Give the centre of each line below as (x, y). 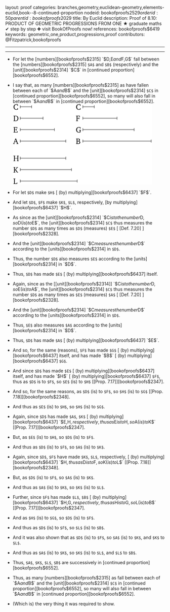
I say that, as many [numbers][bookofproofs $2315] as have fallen (81, 85)
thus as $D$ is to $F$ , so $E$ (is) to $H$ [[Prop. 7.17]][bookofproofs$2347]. (88, 381)
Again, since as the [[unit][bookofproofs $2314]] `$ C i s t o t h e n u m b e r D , (84, 284)
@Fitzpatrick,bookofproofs (33, 40)
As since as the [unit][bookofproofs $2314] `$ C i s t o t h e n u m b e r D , (78, 217)
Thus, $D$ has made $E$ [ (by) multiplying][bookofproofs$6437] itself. (85, 274)
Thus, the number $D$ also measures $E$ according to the (73, 259)
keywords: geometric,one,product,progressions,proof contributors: (75, 34)
